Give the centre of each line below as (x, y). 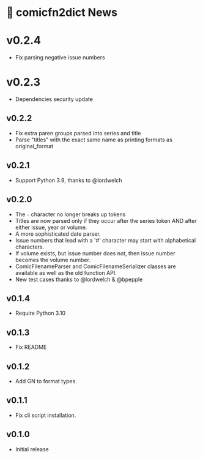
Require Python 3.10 (40, 313)
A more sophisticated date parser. (58, 234)
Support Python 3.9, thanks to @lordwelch (68, 180)
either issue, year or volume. (51, 227)
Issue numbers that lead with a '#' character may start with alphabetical (105, 240)
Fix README (31, 347)
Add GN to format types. (46, 381)
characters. (30, 247)
